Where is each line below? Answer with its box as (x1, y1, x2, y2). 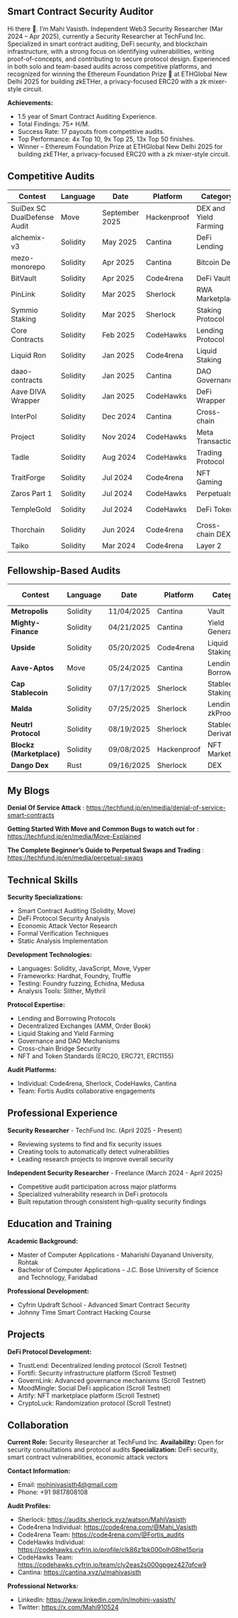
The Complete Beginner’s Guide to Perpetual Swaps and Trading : (7, 846, 204, 854)
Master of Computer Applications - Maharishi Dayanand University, (17, 1250, 214, 1259)
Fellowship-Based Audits (7, 565, 121, 577)
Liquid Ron (11, 350, 47, 360)
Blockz (11, 740, 35, 750)
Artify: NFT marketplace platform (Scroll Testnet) (17, 1391, 161, 1400)
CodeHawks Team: (17, 1553, 74, 1561)
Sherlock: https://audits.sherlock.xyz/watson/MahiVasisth (17, 1515, 186, 1524)
